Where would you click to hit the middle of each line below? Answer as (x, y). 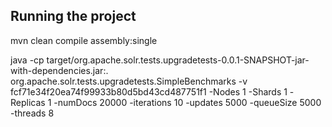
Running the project (73, 16)
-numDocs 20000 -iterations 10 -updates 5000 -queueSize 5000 (187, 102)
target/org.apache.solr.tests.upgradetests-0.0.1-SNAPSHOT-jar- (178, 60)
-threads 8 (32, 113)
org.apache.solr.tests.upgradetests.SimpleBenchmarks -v (129, 81)
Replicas (28, 102)
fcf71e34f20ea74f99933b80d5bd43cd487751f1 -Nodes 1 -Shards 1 (149, 91)
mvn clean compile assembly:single (84, 40)
